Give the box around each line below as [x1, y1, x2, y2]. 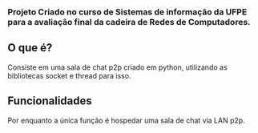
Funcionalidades [7, 95, 93, 108]
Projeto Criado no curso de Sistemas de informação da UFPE [7, 6, 248, 18]
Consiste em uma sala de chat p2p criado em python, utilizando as [7, 62, 228, 72]
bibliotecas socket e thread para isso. [7, 71, 131, 80]
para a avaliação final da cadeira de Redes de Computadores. [7, 16, 251, 27]
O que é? [7, 41, 53, 54]
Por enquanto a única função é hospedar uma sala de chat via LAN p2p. [7, 115, 245, 125]
